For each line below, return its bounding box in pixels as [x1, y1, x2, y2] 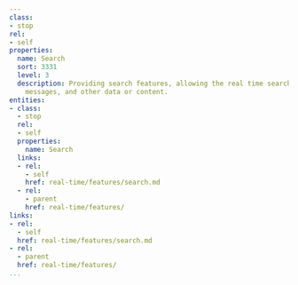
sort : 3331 [17, 63, 58, 72]
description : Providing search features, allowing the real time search [17, 79, 292, 88]
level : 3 [17, 71, 50, 80]
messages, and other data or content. [25, 87, 169, 96]
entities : [9, 95, 46, 105]
